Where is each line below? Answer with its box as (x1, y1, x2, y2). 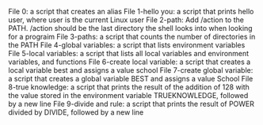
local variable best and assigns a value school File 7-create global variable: (8, 66, 253, 74)
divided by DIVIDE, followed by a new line (8, 108, 144, 117)
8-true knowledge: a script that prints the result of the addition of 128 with (8, 82, 250, 92)
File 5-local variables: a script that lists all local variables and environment (8, 49, 250, 58)
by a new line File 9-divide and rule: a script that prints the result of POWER (8, 99, 255, 108)
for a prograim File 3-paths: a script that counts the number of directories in (8, 32, 256, 41)
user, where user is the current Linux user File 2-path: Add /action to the (8, 15, 244, 25)
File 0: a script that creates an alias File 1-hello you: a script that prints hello (8, 7, 254, 16)
